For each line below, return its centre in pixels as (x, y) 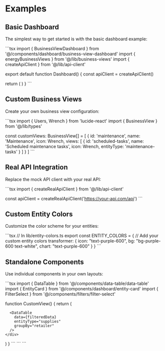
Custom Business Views (43, 99)
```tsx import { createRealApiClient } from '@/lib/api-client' (64, 189)
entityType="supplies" (38, 322)
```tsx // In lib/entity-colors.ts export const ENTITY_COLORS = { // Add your (82, 236)
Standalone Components (45, 262)
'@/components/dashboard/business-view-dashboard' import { (70, 54)
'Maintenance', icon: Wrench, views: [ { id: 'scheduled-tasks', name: (75, 141)
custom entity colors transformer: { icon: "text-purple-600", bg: (70, 241)
